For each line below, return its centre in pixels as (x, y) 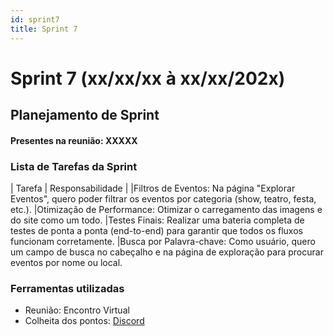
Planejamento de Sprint (85, 115)
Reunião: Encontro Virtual (77, 310)
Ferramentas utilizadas (67, 288)
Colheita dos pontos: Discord (84, 321)
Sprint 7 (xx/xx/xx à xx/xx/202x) (148, 78)
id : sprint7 (35, 19)
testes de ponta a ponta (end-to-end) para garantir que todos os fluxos (156, 230)
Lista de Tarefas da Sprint (74, 166)
